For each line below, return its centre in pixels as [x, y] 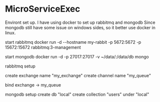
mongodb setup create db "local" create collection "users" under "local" [77, 94]
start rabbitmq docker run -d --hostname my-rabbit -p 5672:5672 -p [73, 42]
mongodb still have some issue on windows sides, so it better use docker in [80, 27]
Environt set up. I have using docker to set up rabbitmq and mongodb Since [80, 22]
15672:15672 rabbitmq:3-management [43, 47]
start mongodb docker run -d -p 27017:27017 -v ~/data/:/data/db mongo [77, 56]
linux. [10, 33]
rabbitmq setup [20, 66]
